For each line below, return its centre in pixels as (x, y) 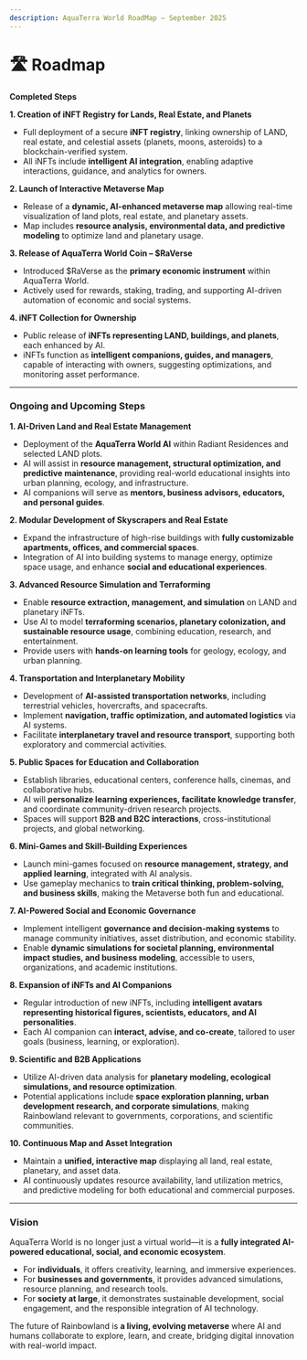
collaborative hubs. (59, 789)
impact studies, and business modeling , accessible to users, (139, 957)
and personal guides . (64, 502)
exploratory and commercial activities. (95, 744)
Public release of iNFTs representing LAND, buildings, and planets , (151, 335)
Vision (24, 1222)
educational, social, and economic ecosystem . (136, 1252)
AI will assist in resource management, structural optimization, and (152, 463)
